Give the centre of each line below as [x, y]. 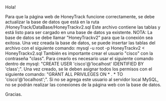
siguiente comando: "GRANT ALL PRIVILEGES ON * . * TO [64, 74]
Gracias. [14, 94]
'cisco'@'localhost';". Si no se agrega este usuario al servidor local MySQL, [82, 79]
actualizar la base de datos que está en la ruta [52, 22]
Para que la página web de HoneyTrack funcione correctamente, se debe [80, 17]
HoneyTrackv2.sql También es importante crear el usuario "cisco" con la [79, 53]
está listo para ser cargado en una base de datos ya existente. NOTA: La [79, 32]
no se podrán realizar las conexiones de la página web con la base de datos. [83, 85]
